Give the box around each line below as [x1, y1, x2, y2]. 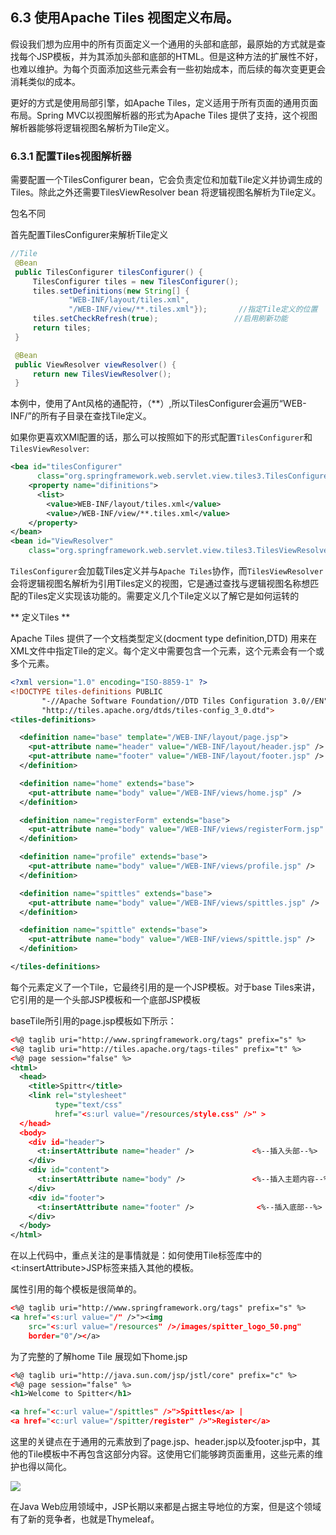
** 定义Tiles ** [10, 611, 71, 623]
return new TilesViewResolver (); [32, 369, 172, 379]
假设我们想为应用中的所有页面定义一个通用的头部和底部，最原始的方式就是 [10, 38, 317, 50]
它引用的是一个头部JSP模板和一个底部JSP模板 [10, 993, 201, 1005]
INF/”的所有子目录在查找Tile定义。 [10, 410, 152, 422]
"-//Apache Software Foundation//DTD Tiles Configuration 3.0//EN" [41, 696, 329, 706]
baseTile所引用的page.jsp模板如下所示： [10, 1014, 177, 1027]
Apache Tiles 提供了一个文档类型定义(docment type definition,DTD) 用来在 [10, 633, 318, 645]
